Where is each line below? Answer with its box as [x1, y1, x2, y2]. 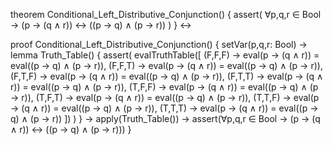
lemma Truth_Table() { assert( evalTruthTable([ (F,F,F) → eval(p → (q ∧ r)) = [10, 49, 320, 61]
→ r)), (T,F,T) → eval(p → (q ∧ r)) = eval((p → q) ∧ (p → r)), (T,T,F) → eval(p [10, 92, 320, 103]
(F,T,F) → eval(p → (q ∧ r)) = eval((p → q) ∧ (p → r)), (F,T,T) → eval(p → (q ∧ [10, 70, 324, 82]
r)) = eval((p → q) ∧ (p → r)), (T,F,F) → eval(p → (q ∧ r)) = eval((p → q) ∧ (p [10, 81, 319, 93]
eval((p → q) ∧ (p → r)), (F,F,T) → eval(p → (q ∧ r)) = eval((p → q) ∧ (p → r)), [10, 60, 323, 71]
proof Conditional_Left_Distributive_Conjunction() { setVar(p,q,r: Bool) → [10, 39, 308, 50]
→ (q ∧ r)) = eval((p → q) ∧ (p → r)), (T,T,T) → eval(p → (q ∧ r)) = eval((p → [10, 102, 319, 114]
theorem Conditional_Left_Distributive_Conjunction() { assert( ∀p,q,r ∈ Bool [10, 9, 322, 20]
